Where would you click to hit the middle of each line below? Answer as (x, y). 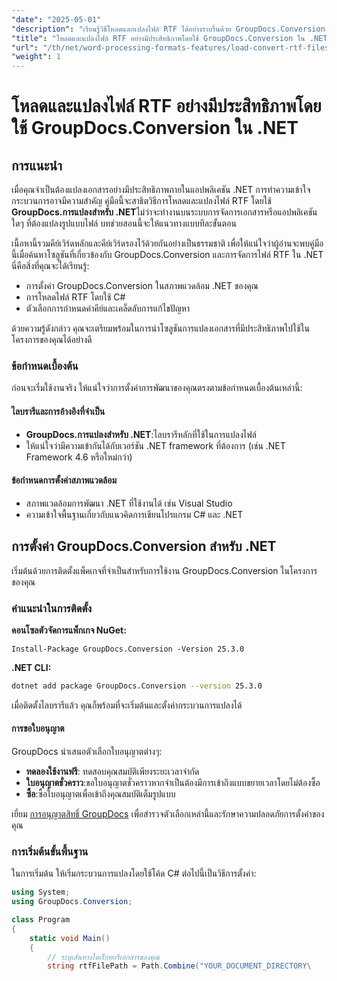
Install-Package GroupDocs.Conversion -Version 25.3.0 (128, 649)
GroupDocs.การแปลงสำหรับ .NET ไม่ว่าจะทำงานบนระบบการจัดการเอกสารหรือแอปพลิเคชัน (164, 212)
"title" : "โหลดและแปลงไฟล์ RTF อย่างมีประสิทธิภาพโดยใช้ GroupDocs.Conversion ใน (158, 38)
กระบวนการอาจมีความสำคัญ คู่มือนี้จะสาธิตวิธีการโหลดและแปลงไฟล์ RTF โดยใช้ (141, 201)
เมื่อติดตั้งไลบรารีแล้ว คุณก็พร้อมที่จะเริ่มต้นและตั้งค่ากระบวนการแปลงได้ (127, 705)
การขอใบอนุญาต (38, 728)
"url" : (25, 47)
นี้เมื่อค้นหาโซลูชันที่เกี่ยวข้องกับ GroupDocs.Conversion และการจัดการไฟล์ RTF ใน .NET (167, 255)
